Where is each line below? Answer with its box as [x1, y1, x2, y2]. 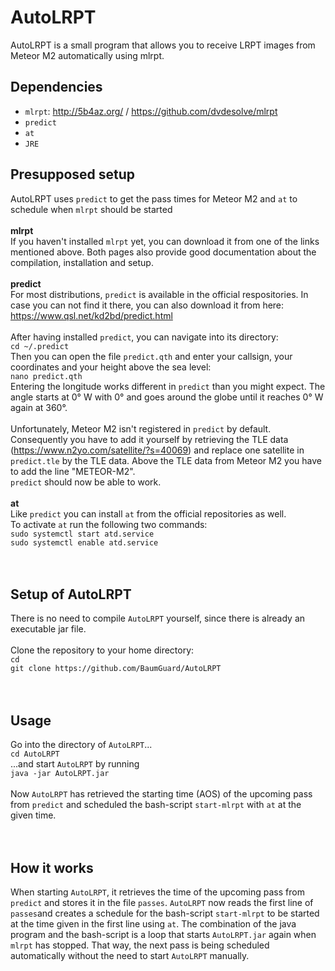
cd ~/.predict [10, 341, 70, 351]
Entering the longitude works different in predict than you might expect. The [10, 380, 326, 392]
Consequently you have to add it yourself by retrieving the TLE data [10, 433, 289, 445]
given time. [10, 809, 57, 821]
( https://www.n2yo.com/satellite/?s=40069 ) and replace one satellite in [10, 444, 305, 456]
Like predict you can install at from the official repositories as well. [10, 507, 287, 520]
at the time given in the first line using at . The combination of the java [10, 918, 297, 930]
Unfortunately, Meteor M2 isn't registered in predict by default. [10, 422, 272, 435]
